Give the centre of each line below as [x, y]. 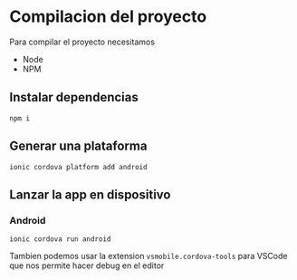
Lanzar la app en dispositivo [90, 194]
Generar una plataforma [78, 146]
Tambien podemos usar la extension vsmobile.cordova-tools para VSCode [148, 256]
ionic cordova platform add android [78, 167]
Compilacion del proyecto [108, 17]
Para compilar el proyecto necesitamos [82, 42]
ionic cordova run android [60, 239]
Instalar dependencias [74, 97]
